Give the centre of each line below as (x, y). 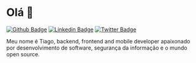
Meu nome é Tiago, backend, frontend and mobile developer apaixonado (98, 41)
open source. (23, 54)
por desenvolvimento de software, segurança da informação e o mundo (97, 48)
